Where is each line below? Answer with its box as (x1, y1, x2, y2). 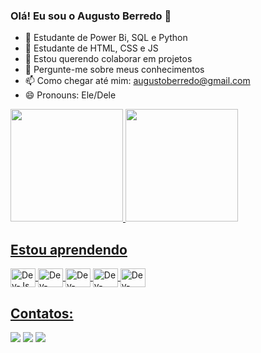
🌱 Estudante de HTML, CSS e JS (24, 42, 159, 54)
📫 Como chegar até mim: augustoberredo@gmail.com (24, 75, 251, 87)
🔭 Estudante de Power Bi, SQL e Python (24, 32, 188, 44)
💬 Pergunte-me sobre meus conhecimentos (24, 64, 205, 76)
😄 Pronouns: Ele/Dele (24, 89, 117, 101)
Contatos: (10, 305, 74, 322)
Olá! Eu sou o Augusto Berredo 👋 (10, 9, 172, 23)
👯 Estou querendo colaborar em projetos (24, 53, 193, 65)
